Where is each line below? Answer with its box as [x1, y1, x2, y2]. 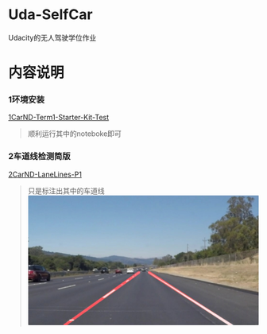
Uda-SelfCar [8, 6, 93, 24]
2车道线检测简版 [8, 151, 71, 162]
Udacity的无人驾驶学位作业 [8, 33, 97, 42]
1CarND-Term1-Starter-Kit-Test [8, 113, 110, 122]
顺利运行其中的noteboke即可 [27, 129, 122, 138]
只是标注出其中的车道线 [27, 185, 105, 196]
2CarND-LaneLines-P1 [8, 169, 82, 179]
